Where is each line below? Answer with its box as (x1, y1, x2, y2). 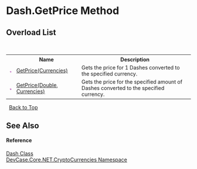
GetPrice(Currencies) (16, 67, 69, 74)
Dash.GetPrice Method (6, 4, 120, 18)
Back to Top (8, 104, 38, 111)
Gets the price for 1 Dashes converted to (81, 64, 180, 71)
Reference (6, 137, 32, 144)
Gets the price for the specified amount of (81, 78, 183, 85)
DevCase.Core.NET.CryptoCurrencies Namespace (6, 156, 128, 163)
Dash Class (6, 150, 33, 157)
